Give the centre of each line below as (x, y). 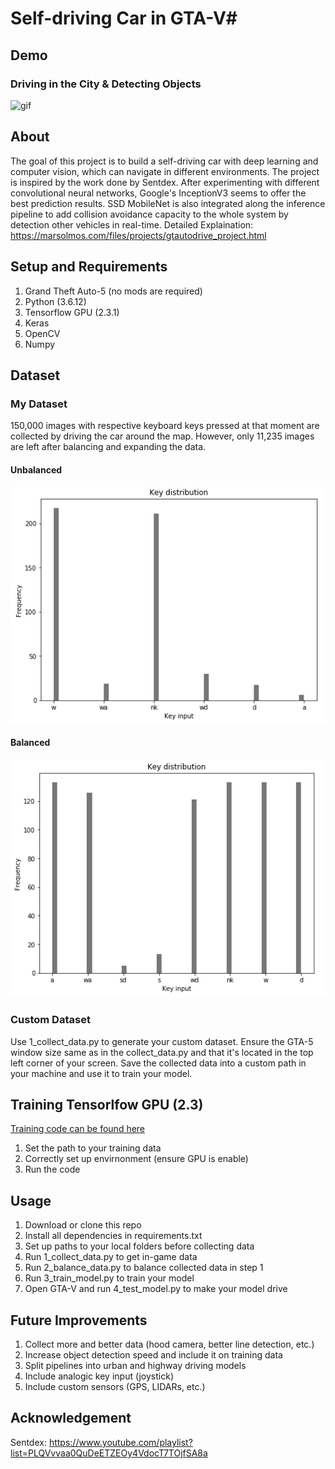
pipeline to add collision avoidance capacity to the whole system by (149, 214)
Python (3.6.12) (55, 301)
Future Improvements (79, 1320)
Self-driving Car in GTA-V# (124, 18)
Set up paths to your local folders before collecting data (139, 1246)
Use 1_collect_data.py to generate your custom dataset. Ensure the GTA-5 (162, 1041)
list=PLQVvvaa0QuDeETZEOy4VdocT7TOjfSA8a (109, 1453)
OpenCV (42, 333)
